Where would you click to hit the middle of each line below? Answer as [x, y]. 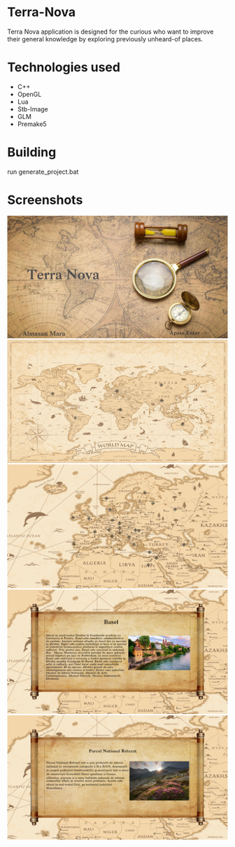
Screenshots [45, 200]
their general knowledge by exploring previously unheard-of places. [105, 39]
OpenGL [29, 94]
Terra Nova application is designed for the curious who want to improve [111, 32]
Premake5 [32, 124]
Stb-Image [33, 109]
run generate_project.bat [43, 172]
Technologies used [64, 68]
